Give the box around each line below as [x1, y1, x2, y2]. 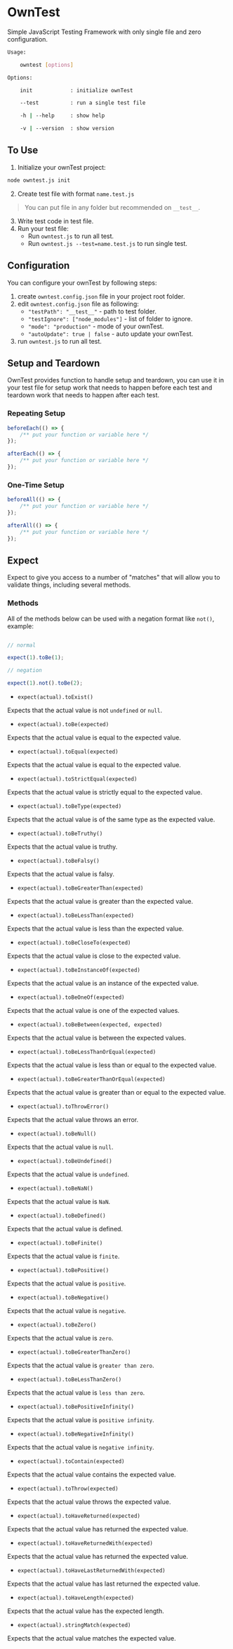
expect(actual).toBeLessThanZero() [17, 1376, 122, 1383]
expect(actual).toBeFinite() [17, 1240, 103, 1247]
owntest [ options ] [20, 61, 74, 68]
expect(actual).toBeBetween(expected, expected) [17, 1021, 163, 1028]
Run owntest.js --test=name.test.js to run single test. [27, 239, 188, 247]
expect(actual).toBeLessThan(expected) [17, 912, 135, 919]
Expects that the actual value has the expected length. [7, 1607, 165, 1615]
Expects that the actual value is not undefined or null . [7, 706, 163, 715]
